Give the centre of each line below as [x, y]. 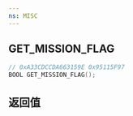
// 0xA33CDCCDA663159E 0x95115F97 [67, 67]
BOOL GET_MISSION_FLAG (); [52, 75]
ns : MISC [23, 16]
